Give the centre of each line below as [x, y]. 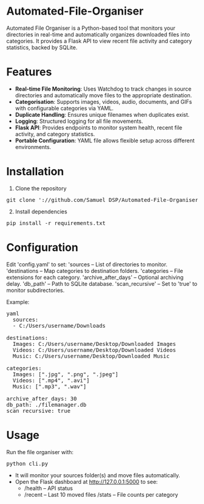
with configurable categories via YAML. [64, 108]
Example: [18, 302]
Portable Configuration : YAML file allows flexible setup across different [105, 140]
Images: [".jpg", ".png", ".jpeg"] [66, 374]
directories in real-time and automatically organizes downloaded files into [98, 34]
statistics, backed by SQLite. [42, 47]
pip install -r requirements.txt [56, 223]
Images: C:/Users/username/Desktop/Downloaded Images [94, 344]
